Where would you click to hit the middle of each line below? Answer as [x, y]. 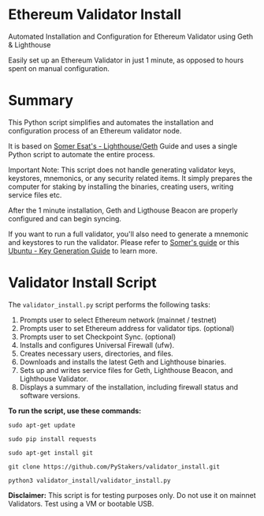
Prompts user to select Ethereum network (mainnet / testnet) [118, 320]
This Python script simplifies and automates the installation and [111, 122]
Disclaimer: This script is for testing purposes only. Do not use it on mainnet [132, 495]
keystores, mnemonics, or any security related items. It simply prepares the [130, 178]
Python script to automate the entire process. [82, 154]
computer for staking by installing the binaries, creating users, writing [121, 186]
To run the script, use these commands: [75, 411]
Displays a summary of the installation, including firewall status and [129, 387]
